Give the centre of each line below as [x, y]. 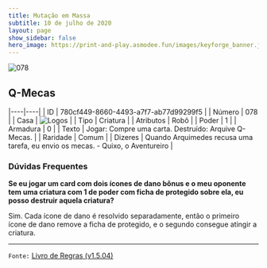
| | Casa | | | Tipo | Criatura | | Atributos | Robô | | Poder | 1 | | [122, 120]
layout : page [30, 30]
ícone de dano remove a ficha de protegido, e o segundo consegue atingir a [133, 224]
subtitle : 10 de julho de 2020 [60, 23]
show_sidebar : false [43, 38]
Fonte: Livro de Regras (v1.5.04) [61, 256]
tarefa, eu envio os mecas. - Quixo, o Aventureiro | [91, 146]
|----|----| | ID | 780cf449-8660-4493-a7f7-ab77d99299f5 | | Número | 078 [133, 111]
